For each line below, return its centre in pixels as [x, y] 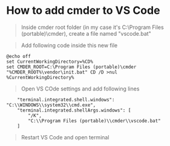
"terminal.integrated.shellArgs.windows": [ [74, 110]
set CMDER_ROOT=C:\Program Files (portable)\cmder [71, 67]
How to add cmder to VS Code [83, 11]
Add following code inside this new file [69, 45]
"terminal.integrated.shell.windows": [66, 100]
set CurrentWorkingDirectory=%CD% [50, 62]
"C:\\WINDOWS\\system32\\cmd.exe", [51, 105]
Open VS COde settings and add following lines [80, 89]
